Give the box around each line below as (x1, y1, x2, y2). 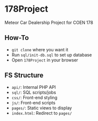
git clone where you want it (11, 46, 68, 52)
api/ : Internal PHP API (11, 84, 56, 90)
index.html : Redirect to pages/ (11, 110, 72, 116)
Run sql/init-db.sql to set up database (11, 52, 92, 58)
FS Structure (4, 71, 44, 80)
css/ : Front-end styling (11, 94, 58, 101)
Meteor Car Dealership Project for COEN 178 (4, 20, 93, 25)
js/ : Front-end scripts (11, 100, 56, 105)
